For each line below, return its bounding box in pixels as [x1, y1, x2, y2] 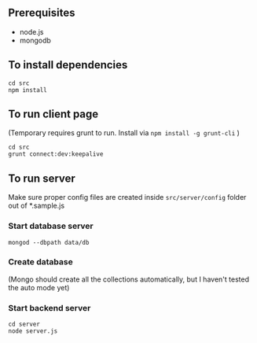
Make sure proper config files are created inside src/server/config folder [8, 193, 247, 202]
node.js [19, 27, 45, 36]
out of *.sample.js [8, 201, 65, 211]
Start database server [8, 220, 94, 231]
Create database [8, 256, 73, 267]
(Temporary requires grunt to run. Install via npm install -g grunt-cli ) [8, 128, 240, 138]
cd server [8, 320, 41, 329]
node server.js [8, 327, 58, 335]
